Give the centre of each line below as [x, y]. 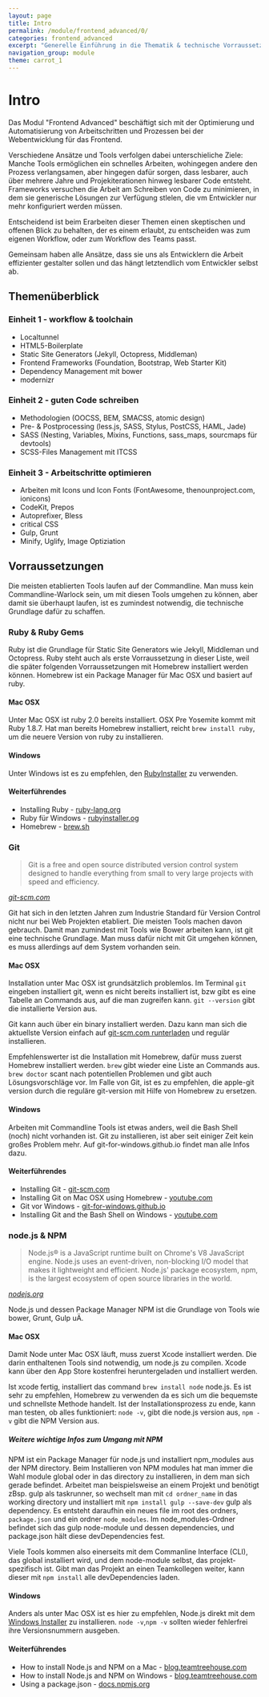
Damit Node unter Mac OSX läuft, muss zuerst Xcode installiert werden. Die [133, 1354]
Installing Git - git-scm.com [65, 1189]
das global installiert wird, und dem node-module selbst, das [108, 1561]
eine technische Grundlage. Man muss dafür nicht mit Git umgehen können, [133, 939]
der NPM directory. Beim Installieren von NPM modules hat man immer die [131, 1468]
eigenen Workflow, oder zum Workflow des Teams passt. [102, 238]
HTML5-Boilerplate [51, 345]
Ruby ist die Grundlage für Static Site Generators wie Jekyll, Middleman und [133, 650]
